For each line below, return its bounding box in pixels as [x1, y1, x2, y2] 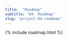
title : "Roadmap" [5, 7, 42, 12]
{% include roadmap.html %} [5, 30, 63, 36]
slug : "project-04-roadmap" [5, 16, 62, 21]
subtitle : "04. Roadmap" [5, 12, 55, 17]
